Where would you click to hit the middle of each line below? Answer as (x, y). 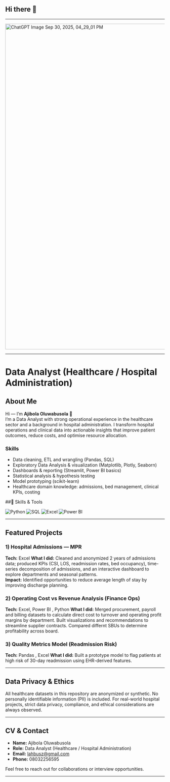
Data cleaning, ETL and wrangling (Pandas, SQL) (63, 460)
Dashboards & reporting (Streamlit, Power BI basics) (67, 471)
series (12, 569)
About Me (21, 402)
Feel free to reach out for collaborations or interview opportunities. (75, 769)
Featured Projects (34, 532)
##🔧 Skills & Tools (24, 502)
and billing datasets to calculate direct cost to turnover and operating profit (83, 615)
